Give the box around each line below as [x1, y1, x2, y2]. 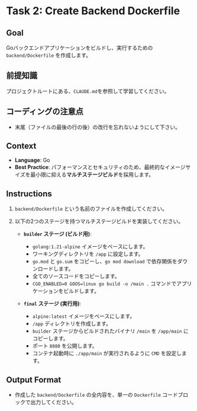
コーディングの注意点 [6, 107, 84, 117]
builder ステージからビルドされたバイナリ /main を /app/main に [32, 327, 189, 334]
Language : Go [14, 157, 50, 164]
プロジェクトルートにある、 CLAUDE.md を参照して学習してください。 [6, 87, 170, 94]
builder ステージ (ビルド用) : [23, 230, 92, 238]
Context [6, 141, 37, 151]
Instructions [6, 189, 52, 199]
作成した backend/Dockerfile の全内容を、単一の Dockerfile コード [14, 391, 178, 399]
